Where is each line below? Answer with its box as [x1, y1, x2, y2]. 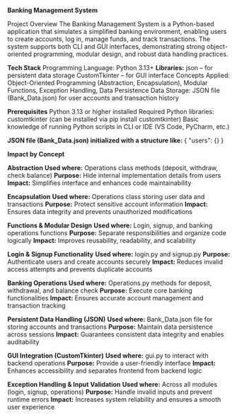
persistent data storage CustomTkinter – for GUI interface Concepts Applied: [7, 71, 231, 79]
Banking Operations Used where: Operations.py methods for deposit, [7, 279, 212, 287]
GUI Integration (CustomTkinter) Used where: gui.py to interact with [7, 351, 209, 360]
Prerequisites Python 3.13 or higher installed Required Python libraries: [7, 108, 214, 115]
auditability [7, 338, 40, 346]
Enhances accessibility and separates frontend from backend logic [7, 366, 202, 375]
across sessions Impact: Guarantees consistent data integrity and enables [7, 330, 224, 339]
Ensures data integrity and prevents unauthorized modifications [7, 208, 193, 215]
